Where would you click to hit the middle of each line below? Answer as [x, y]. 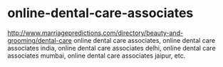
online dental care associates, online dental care [145, 40]
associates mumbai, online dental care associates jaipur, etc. [97, 56]
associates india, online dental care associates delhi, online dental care [111, 48]
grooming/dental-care [40, 40]
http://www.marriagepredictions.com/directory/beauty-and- [95, 33]
